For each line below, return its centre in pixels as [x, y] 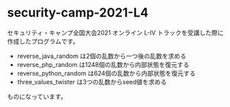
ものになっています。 [37, 96]
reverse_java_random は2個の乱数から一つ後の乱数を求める [102, 56]
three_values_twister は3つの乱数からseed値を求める [92, 81]
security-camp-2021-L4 [78, 13]
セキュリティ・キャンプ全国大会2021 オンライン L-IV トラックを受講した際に [115, 32]
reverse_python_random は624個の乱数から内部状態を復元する [106, 73]
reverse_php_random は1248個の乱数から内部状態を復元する [103, 64]
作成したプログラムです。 [43, 41]
